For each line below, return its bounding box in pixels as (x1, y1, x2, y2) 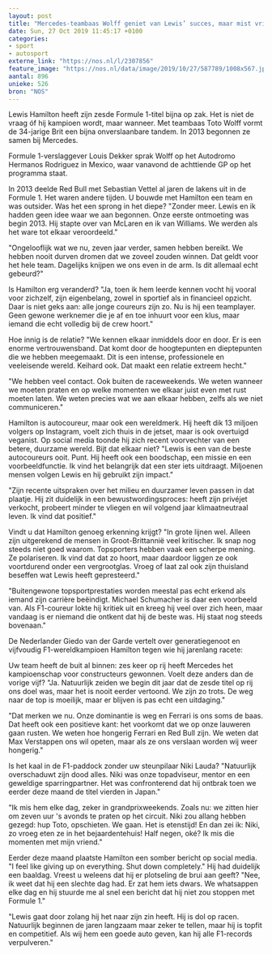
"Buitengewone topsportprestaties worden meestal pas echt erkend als (8, 586, 246, 596)
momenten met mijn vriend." (8, 837, 103, 847)
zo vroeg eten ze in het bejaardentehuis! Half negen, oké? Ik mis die (8, 829, 235, 839)
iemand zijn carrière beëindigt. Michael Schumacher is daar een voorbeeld (8, 594, 257, 605)
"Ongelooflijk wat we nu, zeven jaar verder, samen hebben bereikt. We (8, 243, 244, 253)
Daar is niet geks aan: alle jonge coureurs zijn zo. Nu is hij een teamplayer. (8, 302, 257, 312)
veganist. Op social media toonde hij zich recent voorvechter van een (8, 435, 240, 445)
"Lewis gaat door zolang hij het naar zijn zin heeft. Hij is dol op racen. (8, 912, 240, 922)
